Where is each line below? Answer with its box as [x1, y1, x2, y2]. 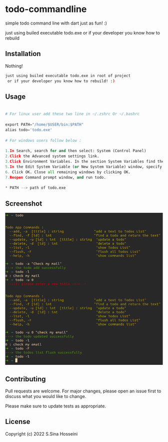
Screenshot [5, 199, 42, 208]
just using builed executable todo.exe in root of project [5, 73, 131, 78]
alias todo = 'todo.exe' [5, 127, 52, 132]
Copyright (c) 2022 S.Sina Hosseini [5, 430, 78, 436]
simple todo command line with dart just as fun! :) [5, 20, 107, 26]
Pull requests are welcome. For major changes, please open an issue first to [5, 388, 161, 394]
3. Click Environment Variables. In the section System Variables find [5, 159, 155, 164]
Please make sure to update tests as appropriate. [5, 403, 106, 409]
